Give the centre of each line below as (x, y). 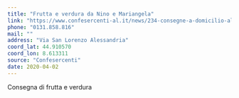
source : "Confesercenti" (44, 60)
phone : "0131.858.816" (41, 27)
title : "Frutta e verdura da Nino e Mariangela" (81, 14)
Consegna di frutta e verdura (50, 87)
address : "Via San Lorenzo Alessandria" (68, 40)
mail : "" (20, 34)
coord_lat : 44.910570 (39, 47)
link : (15, 21)
